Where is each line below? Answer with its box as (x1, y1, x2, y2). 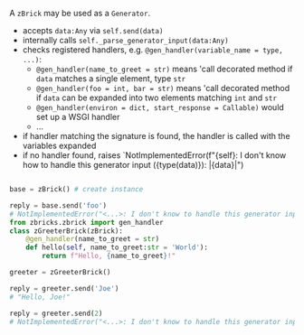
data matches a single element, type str (35, 73, 186, 84)
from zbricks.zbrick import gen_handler (9, 218, 165, 227)
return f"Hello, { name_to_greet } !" (42, 252, 176, 261)
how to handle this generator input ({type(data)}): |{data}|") (22, 160, 244, 170)
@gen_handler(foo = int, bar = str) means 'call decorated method (35, 83, 290, 93)
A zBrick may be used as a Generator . (9, 8, 151, 18)
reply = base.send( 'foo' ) (9, 200, 107, 210)
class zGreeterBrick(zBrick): (9, 226, 124, 236)
